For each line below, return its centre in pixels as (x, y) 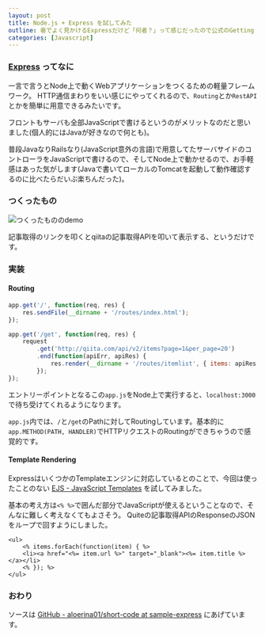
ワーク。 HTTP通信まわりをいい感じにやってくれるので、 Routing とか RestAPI (132, 95)
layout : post (30, 15)
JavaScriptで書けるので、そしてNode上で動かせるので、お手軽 (152, 158)
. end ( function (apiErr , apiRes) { (92, 356)
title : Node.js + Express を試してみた (70, 23)
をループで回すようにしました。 (60, 524)
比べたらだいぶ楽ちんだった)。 (79, 178)
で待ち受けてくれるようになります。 (67, 404)
